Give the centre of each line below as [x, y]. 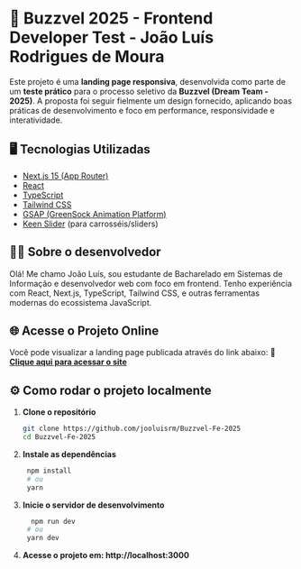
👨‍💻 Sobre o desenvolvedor [85, 252]
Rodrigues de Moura [87, 57]
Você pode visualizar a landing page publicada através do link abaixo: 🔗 [143, 353]
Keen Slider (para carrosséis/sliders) [90, 224]
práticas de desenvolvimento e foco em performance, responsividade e [142, 110]
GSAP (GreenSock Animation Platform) [94, 214]
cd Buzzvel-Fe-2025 [59, 437]
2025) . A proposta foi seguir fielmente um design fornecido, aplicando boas [151, 101]
